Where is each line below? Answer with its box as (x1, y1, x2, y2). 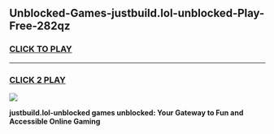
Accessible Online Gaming (9, 116, 101, 126)
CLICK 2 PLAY (9, 74, 66, 85)
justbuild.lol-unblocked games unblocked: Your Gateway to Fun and (9, 107, 244, 117)
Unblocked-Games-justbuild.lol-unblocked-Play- (9, 6, 265, 20)
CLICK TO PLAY (9, 44, 72, 55)
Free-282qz (9, 19, 71, 33)
